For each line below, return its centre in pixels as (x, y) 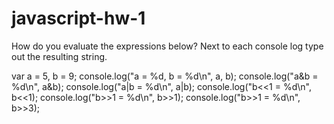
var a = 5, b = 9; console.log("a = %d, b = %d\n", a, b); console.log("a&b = (165, 76)
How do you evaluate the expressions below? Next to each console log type (167, 46)
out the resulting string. (59, 56)
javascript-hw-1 (78, 18)
